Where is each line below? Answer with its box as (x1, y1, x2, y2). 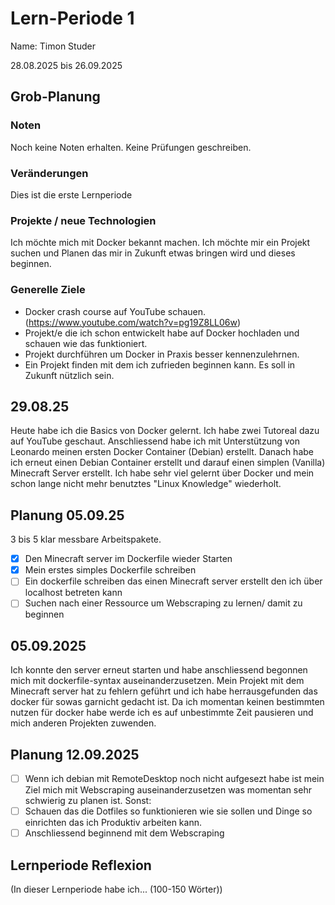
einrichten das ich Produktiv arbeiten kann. (24, 817, 202, 829)
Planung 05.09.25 (10, 507, 125, 524)
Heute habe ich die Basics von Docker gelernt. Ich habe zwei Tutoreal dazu (10, 425, 320, 437)
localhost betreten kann (24, 587, 123, 599)
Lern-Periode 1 (10, 7, 135, 30)
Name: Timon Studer (10, 40, 96, 52)
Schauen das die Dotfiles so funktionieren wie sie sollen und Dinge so (24, 805, 313, 817)
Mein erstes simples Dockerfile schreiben (24, 564, 197, 576)
